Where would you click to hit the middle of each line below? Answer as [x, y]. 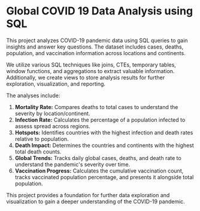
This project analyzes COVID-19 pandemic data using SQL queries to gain [97, 40]
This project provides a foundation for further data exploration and [88, 195]
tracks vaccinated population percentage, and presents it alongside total [104, 177]
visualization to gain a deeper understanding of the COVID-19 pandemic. [96, 201]
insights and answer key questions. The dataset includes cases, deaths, [95, 47]
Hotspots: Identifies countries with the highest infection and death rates [104, 132]
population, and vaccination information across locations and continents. [96, 53]
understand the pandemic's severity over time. [72, 164]
